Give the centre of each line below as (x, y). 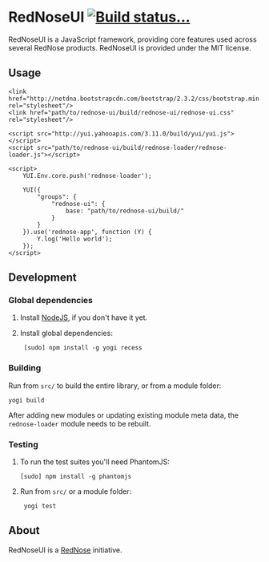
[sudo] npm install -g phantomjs (76, 477)
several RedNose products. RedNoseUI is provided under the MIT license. (130, 47)
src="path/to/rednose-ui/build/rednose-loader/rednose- (132, 148)
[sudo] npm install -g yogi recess (83, 348)
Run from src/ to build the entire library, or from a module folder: (115, 386)
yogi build (26, 400)
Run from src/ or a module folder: (76, 491)
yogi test (40, 506)
